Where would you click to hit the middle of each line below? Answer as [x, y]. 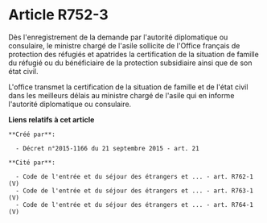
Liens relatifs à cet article [51, 119]
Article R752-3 [58, 15]
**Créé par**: [32, 134]
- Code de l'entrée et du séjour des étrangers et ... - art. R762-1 [134, 176]
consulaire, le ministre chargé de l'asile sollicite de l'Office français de [124, 45]
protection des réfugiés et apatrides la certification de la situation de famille [133, 54]
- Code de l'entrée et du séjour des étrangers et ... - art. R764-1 [134, 204]
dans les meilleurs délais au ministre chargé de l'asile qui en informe [121, 95]
